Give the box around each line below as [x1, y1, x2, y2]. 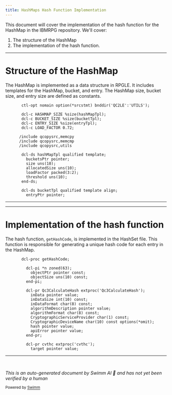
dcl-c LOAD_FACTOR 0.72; [21, 125, 74, 130]
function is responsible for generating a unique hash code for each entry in [5, 241, 164, 247]
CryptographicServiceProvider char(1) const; [30, 315, 130, 320]
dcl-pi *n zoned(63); [26, 266, 72, 271]
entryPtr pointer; [26, 192, 66, 198]
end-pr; [26, 333, 42, 338]
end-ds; [21, 179, 38, 184]
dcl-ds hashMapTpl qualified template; [21, 152, 106, 157]
